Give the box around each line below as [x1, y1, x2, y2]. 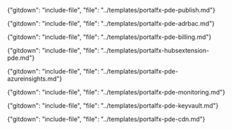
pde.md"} [7, 54, 35, 62]
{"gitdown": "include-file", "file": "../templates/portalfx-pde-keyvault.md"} [7, 101, 219, 110]
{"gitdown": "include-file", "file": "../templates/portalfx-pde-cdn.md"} [7, 115, 206, 123]
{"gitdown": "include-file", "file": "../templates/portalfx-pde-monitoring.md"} [7, 88, 226, 96]
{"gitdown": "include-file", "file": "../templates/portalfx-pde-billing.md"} [7, 33, 212, 41]
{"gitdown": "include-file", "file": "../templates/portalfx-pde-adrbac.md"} [7, 19, 215, 27]
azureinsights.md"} [7, 74, 63, 83]
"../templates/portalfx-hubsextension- [100, 47, 210, 54]
